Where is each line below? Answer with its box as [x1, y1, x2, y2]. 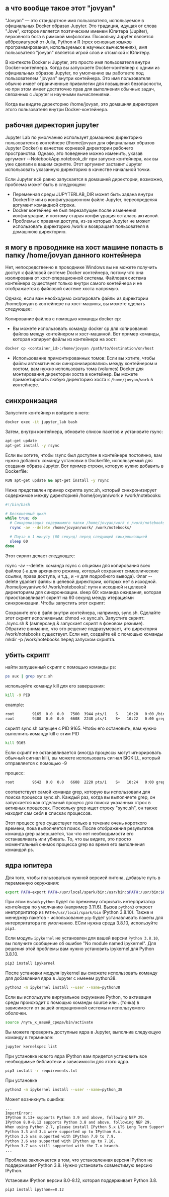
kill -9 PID [5, 693, 30, 698]
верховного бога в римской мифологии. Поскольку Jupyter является [5, 33, 154, 39]
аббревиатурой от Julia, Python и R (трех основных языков [5, 39, 132, 45]
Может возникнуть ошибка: [5, 1096, 65, 1102]
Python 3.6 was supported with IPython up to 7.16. [5, 1139, 116, 1144]
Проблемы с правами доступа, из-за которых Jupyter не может [12, 218, 150, 224]
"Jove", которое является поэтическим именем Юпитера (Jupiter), [5, 28, 149, 34]
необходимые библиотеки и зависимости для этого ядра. [5, 1058, 130, 1064]
